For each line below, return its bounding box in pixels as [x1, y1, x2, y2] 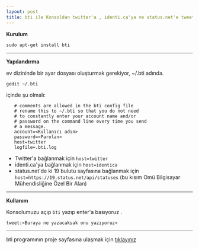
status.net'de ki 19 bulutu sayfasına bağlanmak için [14, 167, 139, 174]
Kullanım [6, 197, 28, 204]
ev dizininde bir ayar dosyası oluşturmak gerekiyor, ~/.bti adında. [6, 69, 164, 76]
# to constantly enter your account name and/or [14, 113, 136, 119]
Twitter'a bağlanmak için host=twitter [14, 155, 108, 162]
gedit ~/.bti [6, 81, 38, 87]
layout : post [6, 8, 38, 15]
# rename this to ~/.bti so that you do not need [14, 108, 139, 114]
